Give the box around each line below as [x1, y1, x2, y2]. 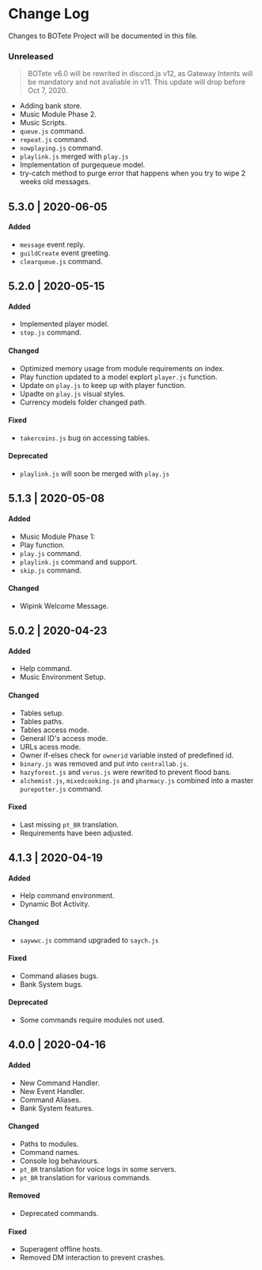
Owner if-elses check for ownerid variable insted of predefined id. [19, 750, 234, 760]
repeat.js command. [19, 135, 89, 144]
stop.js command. [19, 328, 82, 337]
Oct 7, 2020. [27, 86, 68, 95]
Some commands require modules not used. [19, 1015, 165, 1025]
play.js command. [19, 548, 82, 558]
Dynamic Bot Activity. [19, 900, 90, 909]
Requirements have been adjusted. [19, 828, 134, 838]
